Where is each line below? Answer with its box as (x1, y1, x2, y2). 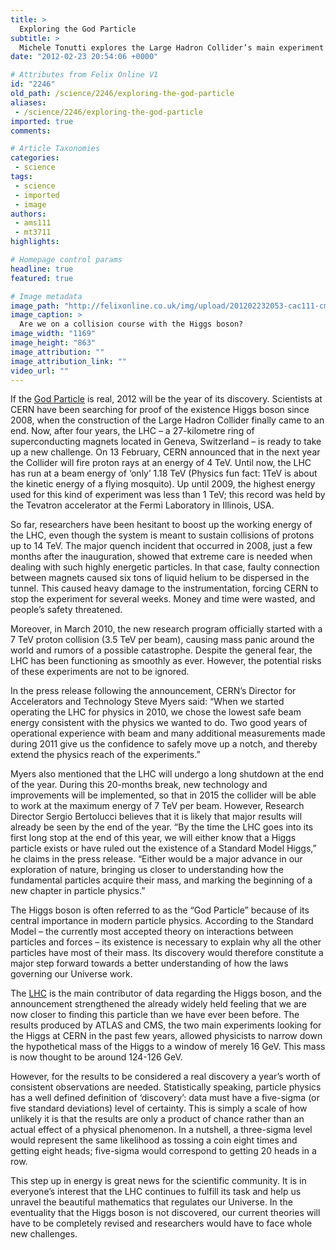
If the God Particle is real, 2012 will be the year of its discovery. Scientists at (10, 393, 323, 405)
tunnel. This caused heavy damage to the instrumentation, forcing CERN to (10, 582, 319, 595)
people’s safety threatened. (10, 604, 123, 616)
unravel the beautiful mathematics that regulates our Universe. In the (10, 1196, 293, 1208)
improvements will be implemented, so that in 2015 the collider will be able (10, 789, 317, 801)
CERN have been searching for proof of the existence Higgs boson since (10, 404, 310, 416)
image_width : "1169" (10, 329, 97, 339)
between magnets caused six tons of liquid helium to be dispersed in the (10, 572, 310, 584)
